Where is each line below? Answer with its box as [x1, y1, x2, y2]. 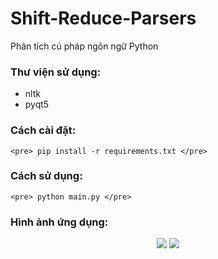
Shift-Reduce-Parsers [10, 7, 197, 30]
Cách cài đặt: [10, 123, 77, 137]
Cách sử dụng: [10, 169, 83, 183]
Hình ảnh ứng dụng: [10, 215, 109, 229]
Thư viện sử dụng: [10, 65, 102, 79]
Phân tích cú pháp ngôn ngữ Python [10, 40, 159, 52]
